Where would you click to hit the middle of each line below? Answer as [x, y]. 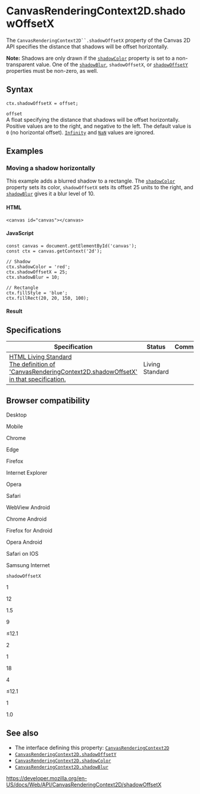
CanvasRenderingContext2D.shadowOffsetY [65, 754]
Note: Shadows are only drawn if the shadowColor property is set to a [90, 58]
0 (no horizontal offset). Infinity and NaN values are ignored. [81, 132]
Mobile [15, 427]
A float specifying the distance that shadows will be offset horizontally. [93, 119]
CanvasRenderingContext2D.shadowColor [63, 761]
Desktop [16, 415]
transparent [20, 64]
